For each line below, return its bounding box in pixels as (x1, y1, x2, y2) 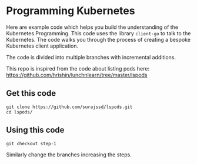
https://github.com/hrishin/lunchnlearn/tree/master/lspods (6, 71, 148, 78)
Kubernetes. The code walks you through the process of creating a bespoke (6, 36, 191, 43)
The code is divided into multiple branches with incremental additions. (6, 53, 176, 61)
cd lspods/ (6, 109, 33, 115)
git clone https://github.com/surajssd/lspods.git (6, 104, 133, 110)
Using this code (6, 125, 65, 135)
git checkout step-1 (6, 140, 57, 146)
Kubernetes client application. (6, 42, 78, 49)
